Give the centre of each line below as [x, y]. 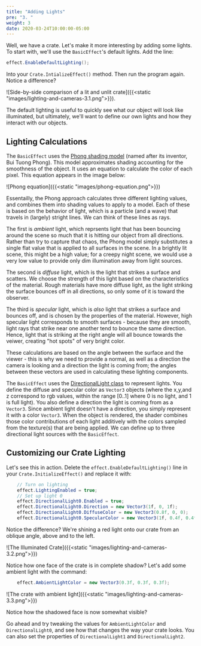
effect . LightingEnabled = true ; [57, 490]
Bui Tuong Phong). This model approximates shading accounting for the [95, 162]
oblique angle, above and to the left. [51, 535]
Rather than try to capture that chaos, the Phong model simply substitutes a [99, 241]
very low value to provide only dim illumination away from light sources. [95, 260]
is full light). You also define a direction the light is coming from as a [90, 402]
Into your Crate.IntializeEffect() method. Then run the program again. [96, 74]
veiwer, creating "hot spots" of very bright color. [66, 341]
